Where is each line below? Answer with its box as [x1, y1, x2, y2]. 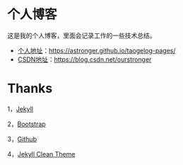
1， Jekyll [7, 104, 34, 113]
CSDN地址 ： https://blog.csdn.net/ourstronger [17, 55, 152, 64]
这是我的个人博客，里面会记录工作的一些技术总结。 [7, 31, 156, 40]
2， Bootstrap [7, 120, 46, 128]
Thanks [7, 81, 53, 96]
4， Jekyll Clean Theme [7, 149, 76, 158]
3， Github [7, 135, 37, 143]
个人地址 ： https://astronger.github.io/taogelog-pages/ [17, 46, 176, 55]
